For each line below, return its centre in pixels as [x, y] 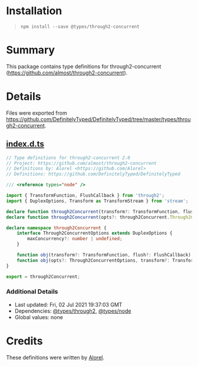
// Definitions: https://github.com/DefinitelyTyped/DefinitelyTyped [93, 174]
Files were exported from [37, 113]
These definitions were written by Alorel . [55, 357]
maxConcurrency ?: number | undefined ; [75, 239]
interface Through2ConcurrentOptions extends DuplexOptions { [95, 233]
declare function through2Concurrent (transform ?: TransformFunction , [93, 212]
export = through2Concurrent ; [43, 277]
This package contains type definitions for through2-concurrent [84, 66]
